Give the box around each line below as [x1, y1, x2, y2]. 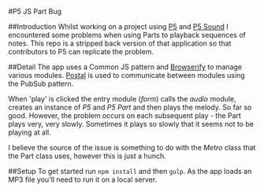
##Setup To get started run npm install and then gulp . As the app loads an [8, 167, 252, 175]
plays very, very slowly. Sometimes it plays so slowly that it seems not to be [8, 120, 255, 128]
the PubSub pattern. [8, 79, 74, 88]
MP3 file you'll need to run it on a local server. [8, 175, 158, 184]
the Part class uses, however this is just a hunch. [8, 151, 167, 161]
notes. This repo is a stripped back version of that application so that [8, 39, 232, 48]
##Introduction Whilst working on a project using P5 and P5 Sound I [8, 22, 229, 31]
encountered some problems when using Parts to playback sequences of [8, 31, 247, 39]
